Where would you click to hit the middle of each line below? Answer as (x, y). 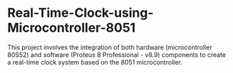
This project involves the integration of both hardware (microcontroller (110, 47)
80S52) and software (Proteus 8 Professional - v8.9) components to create (117, 55)
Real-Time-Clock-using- (80, 13)
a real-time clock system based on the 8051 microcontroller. (95, 62)
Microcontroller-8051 (72, 28)
